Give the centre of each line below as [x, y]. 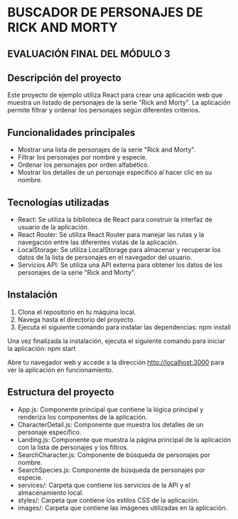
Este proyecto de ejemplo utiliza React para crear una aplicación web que [115, 95]
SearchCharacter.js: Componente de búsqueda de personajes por [114, 455]
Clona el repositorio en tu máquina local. [77, 312]
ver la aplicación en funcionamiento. [60, 369]
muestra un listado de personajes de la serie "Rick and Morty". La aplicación [119, 103]
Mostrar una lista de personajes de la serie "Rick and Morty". [107, 150]
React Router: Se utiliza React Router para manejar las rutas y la [111, 235]
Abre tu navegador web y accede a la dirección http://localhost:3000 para [116, 362]
